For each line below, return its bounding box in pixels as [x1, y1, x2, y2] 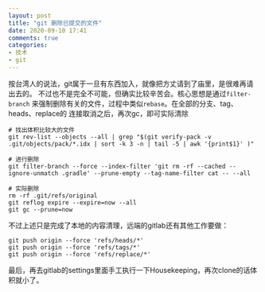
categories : [8, 41, 48, 49]
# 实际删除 [8, 185, 40, 193]
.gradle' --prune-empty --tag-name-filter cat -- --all [61, 169, 251, 177]
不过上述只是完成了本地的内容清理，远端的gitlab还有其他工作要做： [8, 220, 229, 230]
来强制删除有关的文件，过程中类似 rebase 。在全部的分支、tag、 [31, 99, 238, 108]
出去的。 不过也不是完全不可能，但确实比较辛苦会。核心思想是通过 [8, 88, 227, 98]
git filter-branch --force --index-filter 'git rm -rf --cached [8, 162, 226, 170]
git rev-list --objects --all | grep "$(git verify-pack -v [8, 133, 212, 141]
